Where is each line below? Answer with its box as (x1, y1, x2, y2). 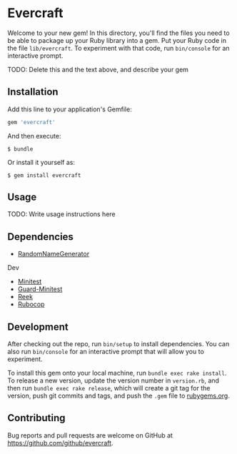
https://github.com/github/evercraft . (7, 438, 114, 447)
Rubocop (17, 300, 45, 308)
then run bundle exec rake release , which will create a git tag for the (7, 384, 211, 393)
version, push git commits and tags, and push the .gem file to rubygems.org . (7, 391, 231, 400)
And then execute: (7, 131, 61, 140)
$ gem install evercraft (7, 171, 81, 179)
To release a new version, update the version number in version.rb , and (7, 376, 220, 385)
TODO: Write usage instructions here (7, 210, 116, 218)
